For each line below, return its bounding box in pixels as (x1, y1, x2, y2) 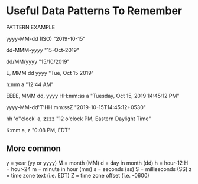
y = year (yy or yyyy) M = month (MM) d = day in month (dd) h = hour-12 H (6, 159, 189, 166)
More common (6, 143, 61, 154)
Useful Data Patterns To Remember (6, 4, 182, 18)
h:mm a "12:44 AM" (6, 81, 54, 88)
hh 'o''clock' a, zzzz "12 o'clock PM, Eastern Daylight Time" (6, 115, 151, 122)
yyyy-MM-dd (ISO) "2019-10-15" (6, 35, 86, 42)
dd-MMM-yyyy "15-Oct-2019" (6, 46, 80, 54)
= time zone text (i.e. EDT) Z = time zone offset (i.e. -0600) (6, 172, 150, 179)
